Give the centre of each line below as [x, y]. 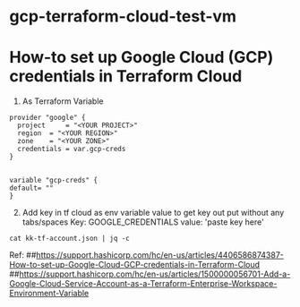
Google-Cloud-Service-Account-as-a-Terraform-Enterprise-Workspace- [143, 284]
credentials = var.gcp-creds [72, 149]
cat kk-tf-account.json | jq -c [69, 239]
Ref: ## [23, 255]
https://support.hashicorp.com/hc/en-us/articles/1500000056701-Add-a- [155, 274]
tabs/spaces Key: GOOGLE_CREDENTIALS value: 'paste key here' [143, 222]
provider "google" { [48, 118]
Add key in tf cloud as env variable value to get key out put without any [153, 213]
